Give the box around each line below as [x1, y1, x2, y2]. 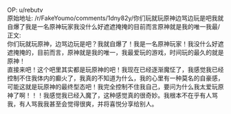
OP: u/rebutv [7, 6, 43, 14]
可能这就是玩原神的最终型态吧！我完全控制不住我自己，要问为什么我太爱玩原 [7, 82, 224, 91]
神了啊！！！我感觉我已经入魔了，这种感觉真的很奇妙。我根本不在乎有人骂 [7, 91, 218, 99]
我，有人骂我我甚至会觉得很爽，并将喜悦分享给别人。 [7, 100, 158, 108]
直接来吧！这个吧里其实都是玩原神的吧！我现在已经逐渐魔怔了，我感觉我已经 [7, 65, 224, 73]
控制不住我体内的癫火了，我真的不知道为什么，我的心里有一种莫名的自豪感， [7, 74, 224, 82]
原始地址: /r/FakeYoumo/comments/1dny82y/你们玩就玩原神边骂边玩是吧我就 [7, 14, 224, 22]
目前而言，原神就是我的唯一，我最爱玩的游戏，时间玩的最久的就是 [36, 48, 224, 56]
